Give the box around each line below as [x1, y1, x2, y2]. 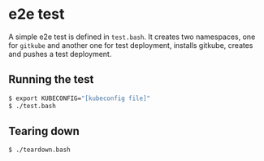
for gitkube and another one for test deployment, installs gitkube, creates [8, 40, 253, 50]
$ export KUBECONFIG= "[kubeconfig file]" [8, 94, 151, 102]
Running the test [8, 72, 94, 86]
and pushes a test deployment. [8, 49, 112, 59]
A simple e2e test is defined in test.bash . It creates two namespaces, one [8, 32, 256, 41]
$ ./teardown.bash [8, 146, 71, 154]
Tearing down [8, 124, 80, 138]
